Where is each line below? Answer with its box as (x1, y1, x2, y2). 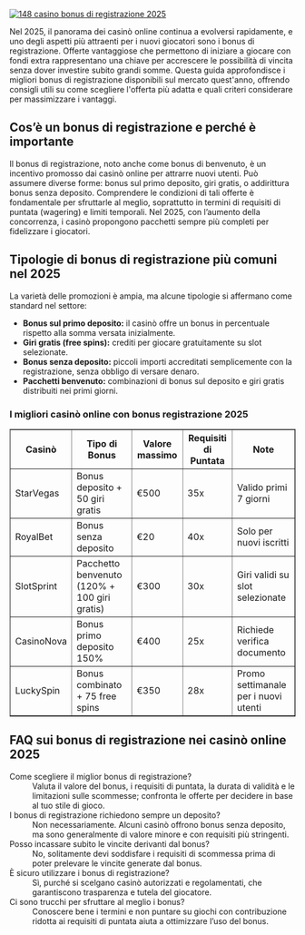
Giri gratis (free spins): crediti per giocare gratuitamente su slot (22, 337, 262, 348)
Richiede (237, 623, 275, 635)
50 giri (76, 492, 105, 505)
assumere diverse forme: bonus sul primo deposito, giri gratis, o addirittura (9, 177, 290, 188)
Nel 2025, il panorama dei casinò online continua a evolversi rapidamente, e (9, 26, 293, 36)
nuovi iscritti (237, 536, 290, 548)
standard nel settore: (9, 300, 88, 310)
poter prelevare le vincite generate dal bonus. (32, 858, 202, 869)
